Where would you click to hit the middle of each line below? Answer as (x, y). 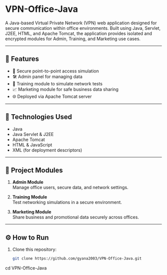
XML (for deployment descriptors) (47, 150)
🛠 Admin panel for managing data (47, 76)
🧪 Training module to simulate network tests (57, 83)
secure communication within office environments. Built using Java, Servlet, (83, 28)
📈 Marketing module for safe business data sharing (65, 89)
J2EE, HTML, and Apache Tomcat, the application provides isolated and (79, 33)
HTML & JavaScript (32, 144)
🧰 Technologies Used (39, 117)
